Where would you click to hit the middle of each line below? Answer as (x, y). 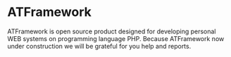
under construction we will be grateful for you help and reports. (99, 46)
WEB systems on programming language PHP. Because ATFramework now (116, 38)
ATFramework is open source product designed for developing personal (112, 31)
